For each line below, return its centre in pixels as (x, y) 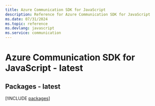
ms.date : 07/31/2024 (27, 19)
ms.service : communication (33, 33)
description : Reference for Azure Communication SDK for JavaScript (78, 14)
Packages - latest (33, 86)
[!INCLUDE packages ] (28, 98)
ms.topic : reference (27, 24)
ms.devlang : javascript (30, 28)
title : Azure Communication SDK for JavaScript (56, 10)
